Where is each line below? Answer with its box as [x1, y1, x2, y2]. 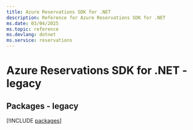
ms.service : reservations [6, 37, 72, 43]
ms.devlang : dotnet [6, 32, 56, 38]
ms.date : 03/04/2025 [6, 20, 59, 26]
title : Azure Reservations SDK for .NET [6, 9, 112, 15]
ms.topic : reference [6, 26, 59, 32]
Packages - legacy [6, 101, 78, 111]
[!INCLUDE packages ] [6, 117, 62, 124]
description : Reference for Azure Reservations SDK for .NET [6, 15, 166, 21]
